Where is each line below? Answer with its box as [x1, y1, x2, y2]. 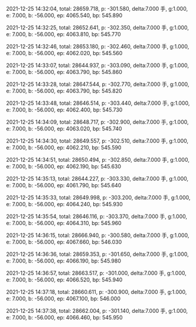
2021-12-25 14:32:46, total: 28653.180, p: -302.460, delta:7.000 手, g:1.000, [6, 43, 190, 50]
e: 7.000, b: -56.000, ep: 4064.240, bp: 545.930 [6, 201, 123, 207]
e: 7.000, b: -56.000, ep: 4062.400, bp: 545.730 [6, 106, 123, 113]
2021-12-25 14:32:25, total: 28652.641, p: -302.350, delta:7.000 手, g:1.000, [6, 24, 189, 31]
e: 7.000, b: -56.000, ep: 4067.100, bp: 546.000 [6, 295, 121, 302]
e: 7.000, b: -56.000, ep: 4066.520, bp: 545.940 [6, 276, 123, 283]
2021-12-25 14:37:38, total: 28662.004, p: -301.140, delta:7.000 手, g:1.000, [6, 307, 188, 314]
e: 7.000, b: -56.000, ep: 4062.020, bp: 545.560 [6, 50, 123, 56]
